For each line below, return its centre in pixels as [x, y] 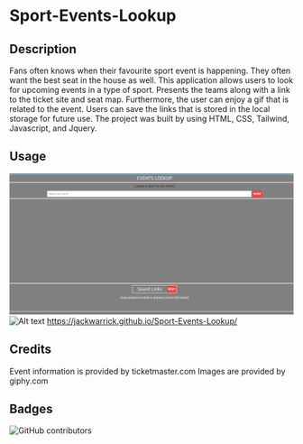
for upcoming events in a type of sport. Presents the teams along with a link [150, 90]
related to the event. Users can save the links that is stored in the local [140, 109]
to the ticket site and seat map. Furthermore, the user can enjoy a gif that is [149, 99]
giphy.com [29, 381]
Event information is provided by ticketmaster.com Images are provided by [147, 371]
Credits [31, 350]
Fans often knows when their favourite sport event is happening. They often [150, 70]
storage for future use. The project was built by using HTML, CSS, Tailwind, [150, 119]
